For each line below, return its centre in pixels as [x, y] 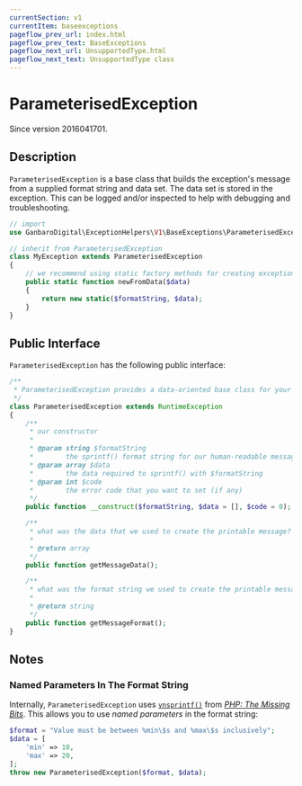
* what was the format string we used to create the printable [150, 590]
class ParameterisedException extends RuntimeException [116, 406]
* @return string [62, 607]
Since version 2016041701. [58, 129]
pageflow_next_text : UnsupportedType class [92, 59]
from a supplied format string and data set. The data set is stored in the [142, 188]
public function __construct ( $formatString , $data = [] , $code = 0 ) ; [159, 507]
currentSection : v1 [46, 18]
